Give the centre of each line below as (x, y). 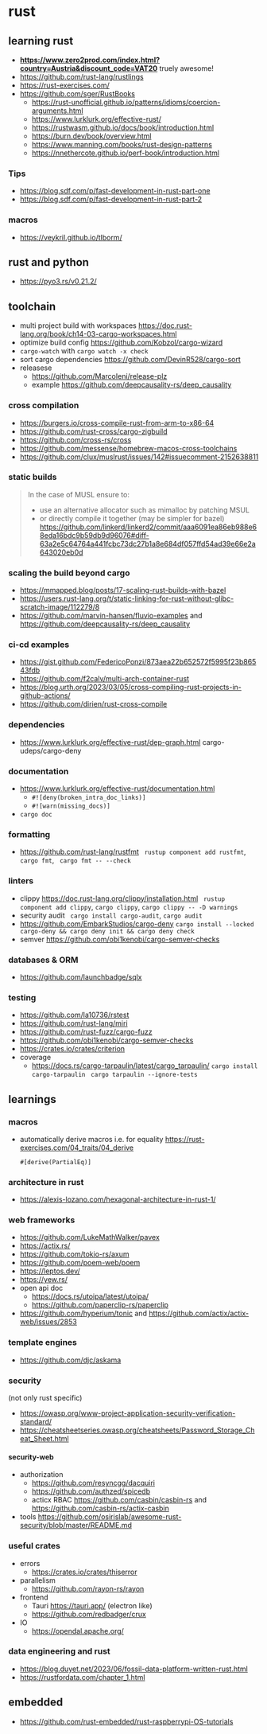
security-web (31, 1457)
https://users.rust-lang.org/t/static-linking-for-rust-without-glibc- (127, 598)
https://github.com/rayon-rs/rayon (88, 1588)
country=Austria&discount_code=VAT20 (89, 68)
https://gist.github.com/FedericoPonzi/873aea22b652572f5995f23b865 (138, 662)
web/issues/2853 (48, 1322)
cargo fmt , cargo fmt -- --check (75, 860)
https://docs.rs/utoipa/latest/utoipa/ (90, 1296)
